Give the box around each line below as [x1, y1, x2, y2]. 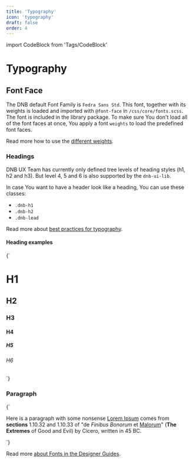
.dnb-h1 [14, 202, 34, 208]
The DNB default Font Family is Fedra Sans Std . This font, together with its [6, 101, 187, 108]
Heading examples [6, 239, 53, 246]
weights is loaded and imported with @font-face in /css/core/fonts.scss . [6, 107, 184, 115]
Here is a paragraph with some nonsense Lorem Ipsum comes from [6, 415, 169, 422]
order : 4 [6, 25, 28, 31]
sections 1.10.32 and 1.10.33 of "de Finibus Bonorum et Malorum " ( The [6, 420, 177, 428]
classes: [6, 190, 26, 197]
